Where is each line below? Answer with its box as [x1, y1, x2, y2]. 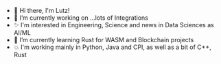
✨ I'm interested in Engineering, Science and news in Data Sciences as [13, 21, 214, 29]
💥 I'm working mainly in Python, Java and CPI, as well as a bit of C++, [13, 43, 211, 51]
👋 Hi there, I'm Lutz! [13, 7, 70, 14]
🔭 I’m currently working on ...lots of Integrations [13, 14, 149, 22]
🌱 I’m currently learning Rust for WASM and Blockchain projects [13, 36, 194, 44]
